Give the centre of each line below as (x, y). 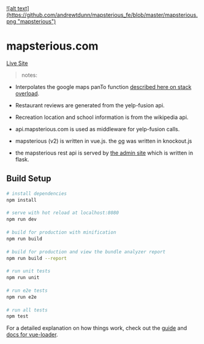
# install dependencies (37, 193)
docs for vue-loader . (32, 335)
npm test (17, 316)
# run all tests (27, 310)
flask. (22, 159)
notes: (29, 75)
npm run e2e (21, 297)
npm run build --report (37, 258)
